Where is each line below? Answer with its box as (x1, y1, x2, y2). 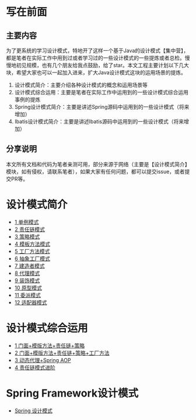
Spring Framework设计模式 (6, 387, 139, 400)
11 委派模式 (14, 291, 41, 298)
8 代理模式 (14, 270, 40, 277)
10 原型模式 (14, 284, 43, 291)
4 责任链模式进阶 (14, 364, 55, 371)
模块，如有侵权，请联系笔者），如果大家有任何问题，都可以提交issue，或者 (6, 168, 185, 175)
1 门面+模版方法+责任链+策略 (14, 342, 85, 349)
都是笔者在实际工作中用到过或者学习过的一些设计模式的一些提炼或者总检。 (6, 54, 185, 61)
